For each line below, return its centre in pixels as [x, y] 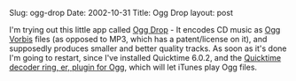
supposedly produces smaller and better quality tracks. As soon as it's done [148, 48]
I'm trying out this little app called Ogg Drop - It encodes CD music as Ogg [145, 29]
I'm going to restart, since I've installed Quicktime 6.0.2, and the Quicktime [145, 58]
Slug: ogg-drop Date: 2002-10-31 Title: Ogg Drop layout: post [121, 13]
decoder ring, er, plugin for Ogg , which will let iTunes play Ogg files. [133, 67]
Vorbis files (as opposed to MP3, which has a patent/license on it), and [138, 39]
